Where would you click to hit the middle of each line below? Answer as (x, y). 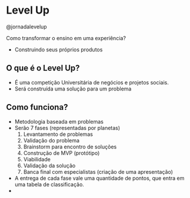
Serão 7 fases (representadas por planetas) (67, 128)
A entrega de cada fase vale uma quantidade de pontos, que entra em (99, 178)
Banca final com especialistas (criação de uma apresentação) (98, 171)
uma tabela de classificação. (49, 184)
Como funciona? (37, 107)
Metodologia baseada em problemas (59, 121)
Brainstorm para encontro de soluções (70, 147)
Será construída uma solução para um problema (73, 89)
